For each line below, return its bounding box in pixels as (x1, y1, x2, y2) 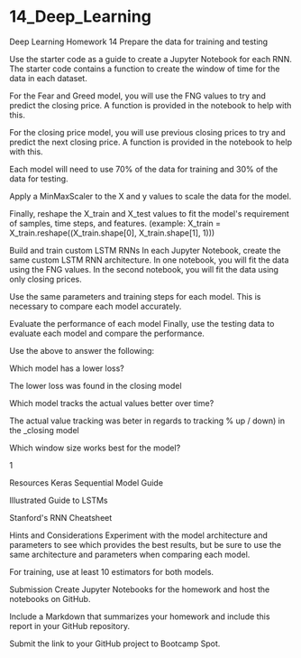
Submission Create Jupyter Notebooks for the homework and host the (9, 584, 270, 595)
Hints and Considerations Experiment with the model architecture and (9, 530, 268, 541)
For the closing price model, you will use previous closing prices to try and (9, 126, 286, 137)
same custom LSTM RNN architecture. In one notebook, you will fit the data (9, 255, 289, 265)
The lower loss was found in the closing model (9, 380, 182, 391)
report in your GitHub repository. (9, 620, 131, 631)
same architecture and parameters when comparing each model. (9, 549, 251, 560)
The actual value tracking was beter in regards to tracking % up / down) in (9, 415, 286, 426)
